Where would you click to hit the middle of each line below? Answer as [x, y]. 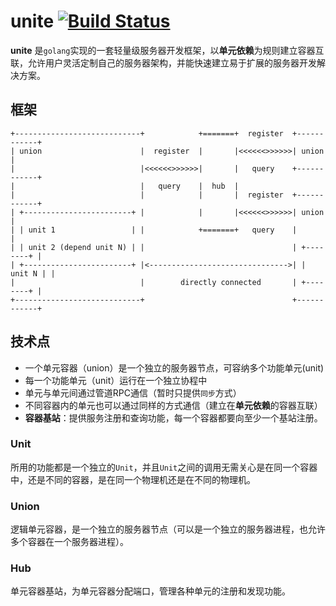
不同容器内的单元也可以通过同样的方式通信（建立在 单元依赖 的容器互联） [173, 405]
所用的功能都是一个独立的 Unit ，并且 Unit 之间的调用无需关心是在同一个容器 [164, 467]
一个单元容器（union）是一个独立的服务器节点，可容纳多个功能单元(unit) [174, 367]
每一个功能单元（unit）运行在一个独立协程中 [116, 380]
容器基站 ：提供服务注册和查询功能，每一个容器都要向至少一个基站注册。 [173, 417]
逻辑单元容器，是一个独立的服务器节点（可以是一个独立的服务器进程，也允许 [168, 529]
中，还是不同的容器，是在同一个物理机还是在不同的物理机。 [133, 479]
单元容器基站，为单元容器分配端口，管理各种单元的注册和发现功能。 [150, 591]
